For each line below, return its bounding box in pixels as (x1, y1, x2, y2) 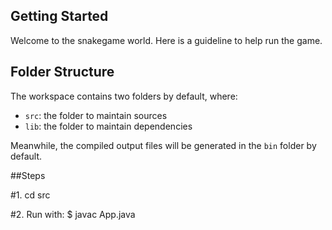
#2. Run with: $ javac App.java (10, 208, 136, 220)
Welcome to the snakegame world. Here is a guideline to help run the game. (10, 34, 323, 46)
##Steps (10, 169, 46, 181)
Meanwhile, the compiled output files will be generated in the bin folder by (10, 139, 317, 151)
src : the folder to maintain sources (24, 109, 168, 121)
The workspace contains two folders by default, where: (10, 90, 238, 102)
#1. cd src (10, 189, 51, 201)
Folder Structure (10, 64, 115, 81)
